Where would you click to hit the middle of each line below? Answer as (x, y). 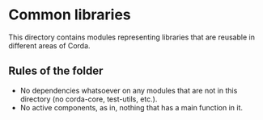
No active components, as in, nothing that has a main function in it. (131, 107)
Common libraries (70, 15)
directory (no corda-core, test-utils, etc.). (89, 99)
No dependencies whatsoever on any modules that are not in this (129, 90)
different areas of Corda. (49, 45)
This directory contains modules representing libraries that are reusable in (131, 37)
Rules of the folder (56, 71)
